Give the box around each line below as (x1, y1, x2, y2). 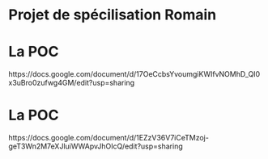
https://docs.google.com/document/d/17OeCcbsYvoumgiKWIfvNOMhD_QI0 (8, 69, 261, 79)
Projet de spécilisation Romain (8, 6, 217, 24)
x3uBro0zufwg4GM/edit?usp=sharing (8, 78, 135, 88)
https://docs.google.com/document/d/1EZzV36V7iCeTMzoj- (8, 133, 209, 143)
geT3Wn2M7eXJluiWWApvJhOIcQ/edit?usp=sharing (8, 141, 184, 151)
